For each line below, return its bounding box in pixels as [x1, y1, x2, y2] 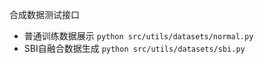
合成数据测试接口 [9, 9, 80, 20]
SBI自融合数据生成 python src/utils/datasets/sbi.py [23, 43, 246, 54]
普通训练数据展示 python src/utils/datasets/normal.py [23, 30, 254, 42]
